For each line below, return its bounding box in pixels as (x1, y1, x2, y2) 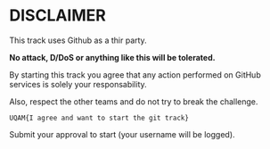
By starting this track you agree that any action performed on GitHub (9, 69, 261, 80)
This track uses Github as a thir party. (9, 35, 147, 46)
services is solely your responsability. (9, 79, 147, 89)
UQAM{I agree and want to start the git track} (9, 113, 190, 122)
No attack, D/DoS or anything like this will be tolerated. (9, 52, 216, 62)
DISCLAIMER (9, 5, 107, 26)
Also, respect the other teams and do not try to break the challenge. (9, 95, 258, 107)
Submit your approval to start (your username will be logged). (9, 128, 235, 139)
